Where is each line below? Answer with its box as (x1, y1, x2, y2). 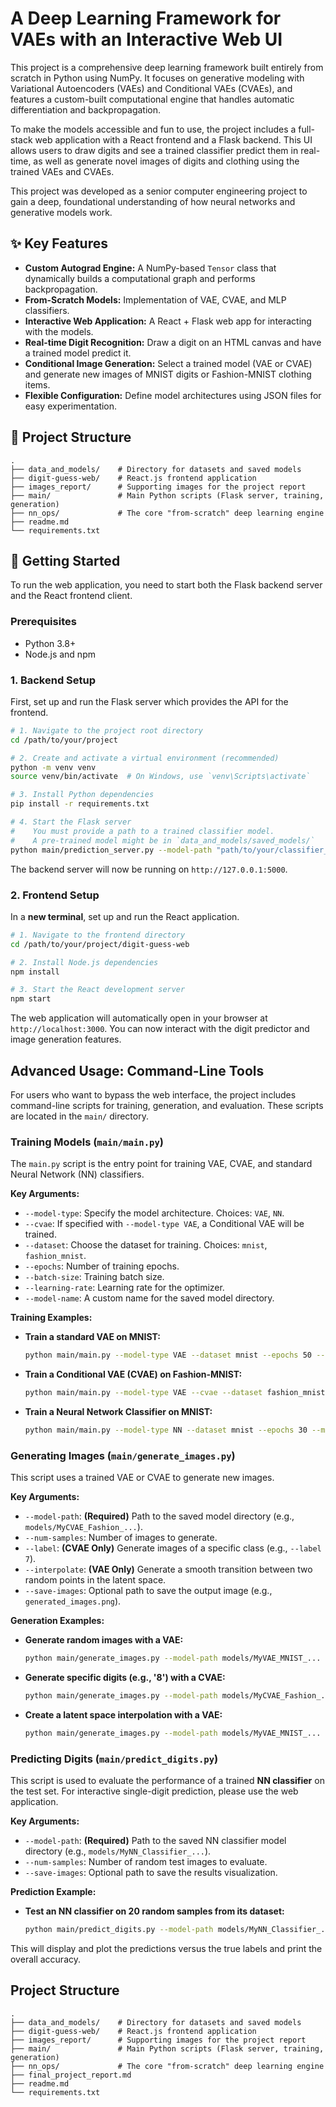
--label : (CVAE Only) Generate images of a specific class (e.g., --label (24, 1542, 322, 1554)
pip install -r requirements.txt (10, 799, 150, 809)
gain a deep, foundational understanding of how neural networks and (10, 195, 296, 207)
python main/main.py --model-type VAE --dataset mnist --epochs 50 (24, 1350, 313, 1361)
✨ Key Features (10, 235, 108, 252)
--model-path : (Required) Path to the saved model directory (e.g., (24, 1510, 295, 1522)
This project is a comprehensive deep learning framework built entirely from (10, 61, 324, 73)
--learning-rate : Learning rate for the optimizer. (24, 1282, 225, 1294)
